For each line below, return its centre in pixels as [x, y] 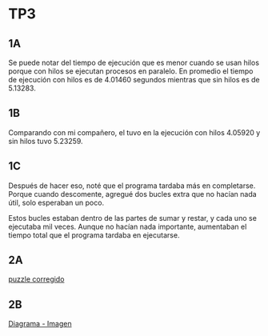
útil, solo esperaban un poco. [56, 202]
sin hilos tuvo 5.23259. [46, 141]
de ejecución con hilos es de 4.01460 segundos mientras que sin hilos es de [134, 80]
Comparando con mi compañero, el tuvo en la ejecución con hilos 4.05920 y [134, 132]
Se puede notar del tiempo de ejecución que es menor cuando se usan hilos [134, 62]
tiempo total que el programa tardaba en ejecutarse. [94, 235]
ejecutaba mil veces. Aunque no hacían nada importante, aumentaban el [128, 226]
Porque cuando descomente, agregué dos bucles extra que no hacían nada [133, 194]
